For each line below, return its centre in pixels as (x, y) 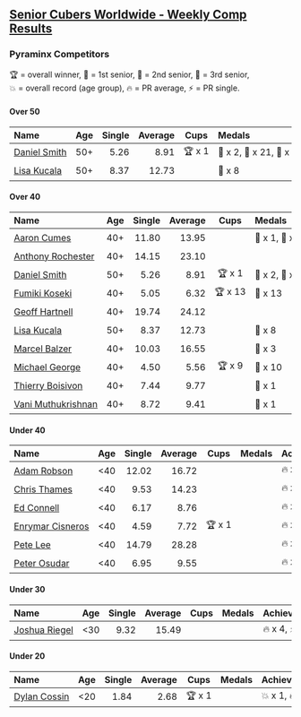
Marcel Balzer (43, 349)
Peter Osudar (42, 563)
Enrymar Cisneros (52, 526)
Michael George (47, 367)
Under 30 (27, 589)
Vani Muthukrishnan (56, 404)
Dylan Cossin (42, 696)
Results (31, 29)
